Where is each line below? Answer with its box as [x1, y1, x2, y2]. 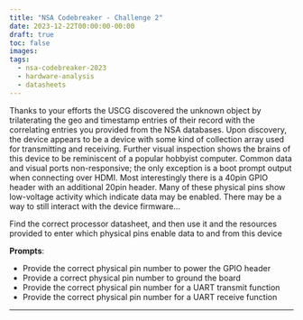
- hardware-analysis [17, 72, 95, 81]
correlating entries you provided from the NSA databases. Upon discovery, [9, 123, 287, 135]
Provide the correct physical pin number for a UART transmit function [22, 281, 280, 293]
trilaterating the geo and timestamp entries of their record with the [9, 114, 255, 125]
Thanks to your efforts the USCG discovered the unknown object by [9, 105, 262, 115]
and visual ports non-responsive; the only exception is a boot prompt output [9, 162, 292, 173]
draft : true [9, 30, 54, 39]
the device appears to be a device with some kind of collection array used [9, 133, 285, 144]
